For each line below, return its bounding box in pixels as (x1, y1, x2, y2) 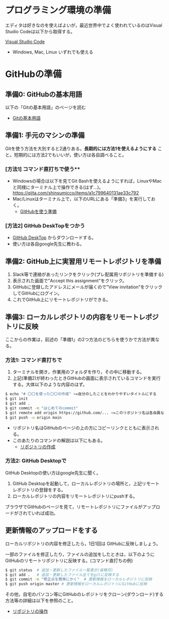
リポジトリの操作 (12, 608, 48, 614)
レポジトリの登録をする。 (12, 487, 66, 493)
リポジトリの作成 (20, 443, 56, 449)
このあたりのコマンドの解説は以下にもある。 (12, 437, 106, 443)
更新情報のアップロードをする (5, 526, 98, 535)
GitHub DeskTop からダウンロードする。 (12, 235, 97, 241)
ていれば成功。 (27, 510, 58, 516)
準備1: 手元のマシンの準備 (5, 131, 85, 140)
